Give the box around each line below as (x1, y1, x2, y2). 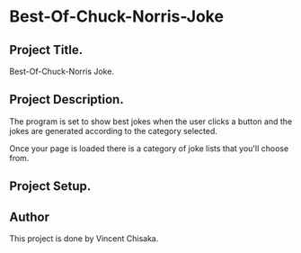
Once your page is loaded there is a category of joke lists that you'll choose (9, 142, 289, 154)
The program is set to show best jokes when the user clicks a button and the (9, 115, 293, 127)
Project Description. (9, 92, 124, 107)
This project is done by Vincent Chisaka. (9, 233, 159, 244)
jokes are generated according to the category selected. (9, 125, 218, 136)
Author (9, 209, 49, 224)
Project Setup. (9, 178, 92, 194)
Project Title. (9, 42, 84, 58)
